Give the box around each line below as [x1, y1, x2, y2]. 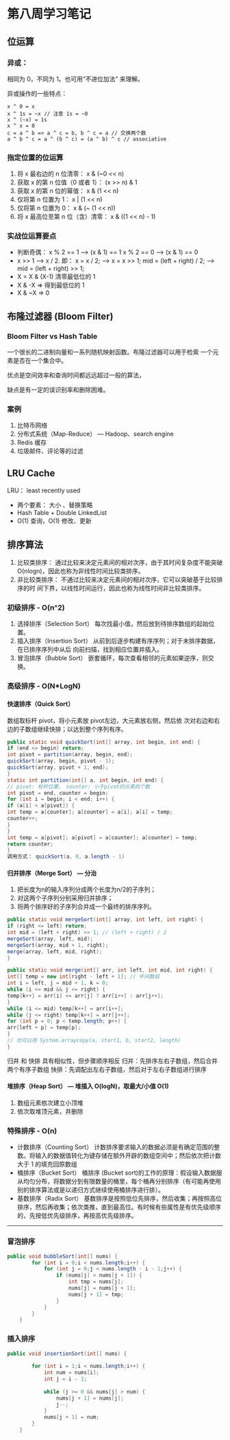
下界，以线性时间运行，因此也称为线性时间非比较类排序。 [42, 584, 205, 592]
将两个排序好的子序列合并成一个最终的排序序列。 [16, 902, 155, 911]
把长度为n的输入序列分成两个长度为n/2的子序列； [16, 885, 156, 893]
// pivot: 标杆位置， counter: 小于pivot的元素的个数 [7, 783, 151, 790]
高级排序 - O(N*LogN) [7, 682, 81, 691]
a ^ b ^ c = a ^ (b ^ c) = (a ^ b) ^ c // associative [7, 135, 167, 143]
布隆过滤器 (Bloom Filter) [7, 310, 114, 322]
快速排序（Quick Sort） [7, 699, 74, 708]
